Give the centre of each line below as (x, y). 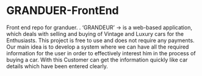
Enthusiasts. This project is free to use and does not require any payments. (100, 40)
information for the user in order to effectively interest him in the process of (101, 53)
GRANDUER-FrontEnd (63, 11)
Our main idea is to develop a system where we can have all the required (98, 47)
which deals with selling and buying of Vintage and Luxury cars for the (95, 33)
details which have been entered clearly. (57, 66)
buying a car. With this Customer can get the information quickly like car (97, 60)
